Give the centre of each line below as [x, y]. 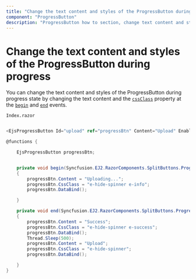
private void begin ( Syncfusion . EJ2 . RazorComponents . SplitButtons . [99, 168]
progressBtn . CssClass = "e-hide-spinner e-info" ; [88, 184]
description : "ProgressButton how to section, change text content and [95, 22]
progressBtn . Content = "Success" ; [69, 222]
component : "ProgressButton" [41, 17]
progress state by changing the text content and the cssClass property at [94, 99]
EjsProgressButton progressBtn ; [56, 152]
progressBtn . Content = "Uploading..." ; [76, 179]
